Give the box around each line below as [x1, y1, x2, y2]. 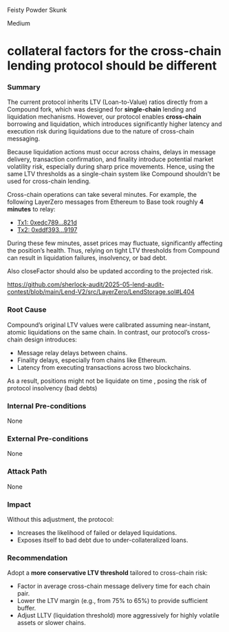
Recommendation [7, 553, 68, 562]
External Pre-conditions [7, 434, 89, 443]
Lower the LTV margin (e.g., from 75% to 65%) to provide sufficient [17, 597, 208, 605]
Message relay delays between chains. [17, 348, 128, 357]
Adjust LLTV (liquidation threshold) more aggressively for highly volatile [17, 611, 220, 620]
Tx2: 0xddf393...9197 [17, 226, 78, 234]
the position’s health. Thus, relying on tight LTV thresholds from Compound [7, 246, 220, 255]
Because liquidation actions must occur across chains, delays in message [7, 148, 216, 156]
